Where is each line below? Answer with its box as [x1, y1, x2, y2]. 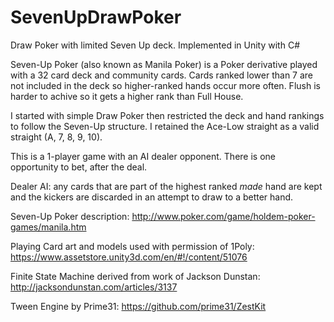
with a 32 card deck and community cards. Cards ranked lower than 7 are [10, 69, 314, 81]
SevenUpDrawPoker [10, 6, 182, 29]
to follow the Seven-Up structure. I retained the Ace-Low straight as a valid [10, 120, 320, 132]
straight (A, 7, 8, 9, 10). [10, 131, 103, 143]
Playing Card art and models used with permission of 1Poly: [10, 240, 255, 252]
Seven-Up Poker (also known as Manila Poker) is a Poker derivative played [10, 58, 318, 70]
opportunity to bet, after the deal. [10, 161, 148, 173]
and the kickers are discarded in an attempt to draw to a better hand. [10, 191, 294, 203]
